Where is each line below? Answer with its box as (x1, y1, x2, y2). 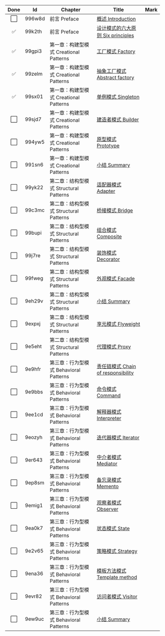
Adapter (96, 188, 115, 194)
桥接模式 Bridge (96, 207, 134, 214)
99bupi (25, 229, 42, 236)
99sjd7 (25, 116, 42, 122)
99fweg (25, 275, 43, 281)
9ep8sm (25, 479, 45, 486)
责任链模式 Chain (96, 363, 137, 370)
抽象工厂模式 (96, 68, 127, 74)
